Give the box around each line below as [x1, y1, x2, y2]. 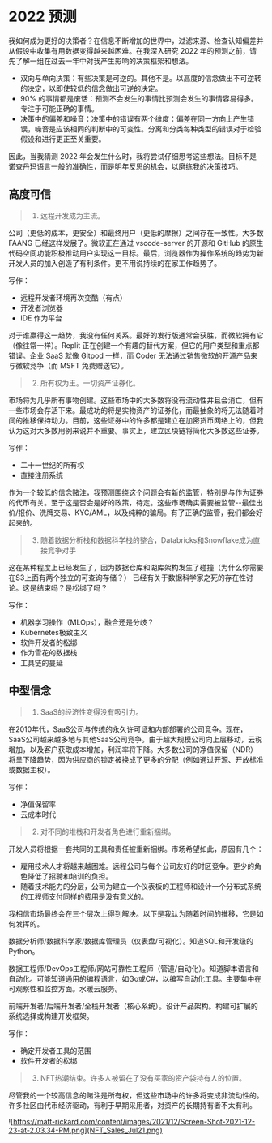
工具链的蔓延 [19, 658, 63, 668]
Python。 [8, 946, 40, 956]
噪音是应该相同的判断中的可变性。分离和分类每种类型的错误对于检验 [34, 123, 261, 134]
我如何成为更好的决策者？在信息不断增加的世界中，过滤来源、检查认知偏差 [8, 36, 257, 45]
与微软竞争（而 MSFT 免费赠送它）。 [8, 360, 128, 370]
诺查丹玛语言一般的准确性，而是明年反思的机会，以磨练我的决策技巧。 [8, 161, 243, 171]
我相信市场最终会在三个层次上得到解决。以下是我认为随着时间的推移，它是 [8, 909, 257, 918]
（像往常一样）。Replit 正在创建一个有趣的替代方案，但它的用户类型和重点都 [8, 340, 260, 350]
